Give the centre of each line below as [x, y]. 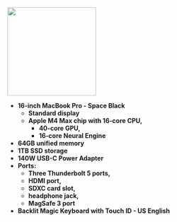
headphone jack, [53, 196]
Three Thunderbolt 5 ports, [69, 173]
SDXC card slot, [52, 188]
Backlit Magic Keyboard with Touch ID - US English [94, 211]
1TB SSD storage [42, 151]
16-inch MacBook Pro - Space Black [71, 106]
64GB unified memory [51, 143]
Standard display [54, 113]
